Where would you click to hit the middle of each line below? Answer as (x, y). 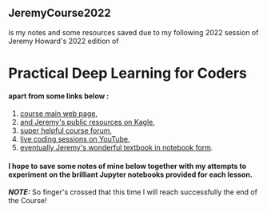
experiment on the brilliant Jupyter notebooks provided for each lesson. (131, 174)
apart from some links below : (59, 96)
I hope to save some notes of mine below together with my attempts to (128, 166)
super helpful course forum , (66, 130)
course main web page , (59, 114)
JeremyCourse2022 (60, 13)
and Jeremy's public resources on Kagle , (88, 122)
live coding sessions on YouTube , (75, 139)
